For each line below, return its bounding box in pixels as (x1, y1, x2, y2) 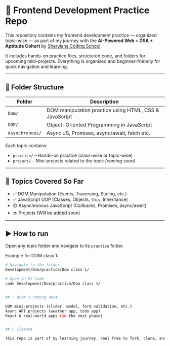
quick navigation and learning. (5, 63, 68, 70)
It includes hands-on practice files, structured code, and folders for (5, 53, 146, 59)
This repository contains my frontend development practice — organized (5, 32, 157, 38)
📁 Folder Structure (5, 83, 64, 92)
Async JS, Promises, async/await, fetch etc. (46, 129, 151, 136)
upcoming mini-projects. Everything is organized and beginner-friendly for (5, 58, 160, 64)
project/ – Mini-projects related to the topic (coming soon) (12, 157, 136, 164)
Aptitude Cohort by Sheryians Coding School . (5, 43, 102, 49)
